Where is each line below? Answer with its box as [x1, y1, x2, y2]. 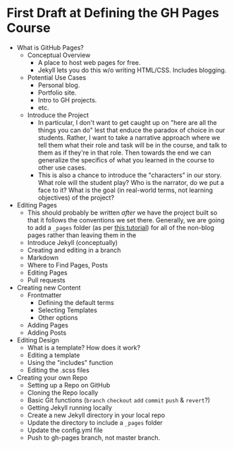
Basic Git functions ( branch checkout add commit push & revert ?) [27, 395, 211, 404]
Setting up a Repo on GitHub [27, 381, 111, 389]
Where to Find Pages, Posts [27, 261, 109, 269]
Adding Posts [27, 328, 67, 337]
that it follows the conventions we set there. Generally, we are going [27, 215, 225, 224]
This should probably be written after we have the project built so [27, 208, 218, 217]
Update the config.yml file [27, 426, 103, 434]
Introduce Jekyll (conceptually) [27, 238, 118, 246]
